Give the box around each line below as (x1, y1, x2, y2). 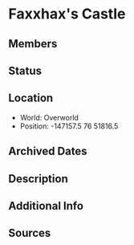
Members (8, 37, 58, 51)
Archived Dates (8, 145, 87, 158)
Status (8, 63, 43, 77)
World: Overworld (19, 112, 79, 122)
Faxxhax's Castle (8, 5, 126, 23)
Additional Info (8, 198, 84, 213)
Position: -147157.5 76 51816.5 (19, 121, 119, 131)
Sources (8, 227, 51, 240)
